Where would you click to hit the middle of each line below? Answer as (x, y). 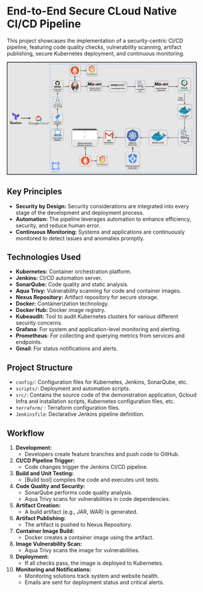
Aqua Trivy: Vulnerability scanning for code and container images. (98, 291)
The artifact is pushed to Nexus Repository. (78, 524)
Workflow (26, 433)
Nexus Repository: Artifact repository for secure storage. (87, 298)
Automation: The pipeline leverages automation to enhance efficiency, (103, 219)
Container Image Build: (45, 531)
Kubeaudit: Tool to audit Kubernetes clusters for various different (97, 317)
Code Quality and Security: (50, 486)
